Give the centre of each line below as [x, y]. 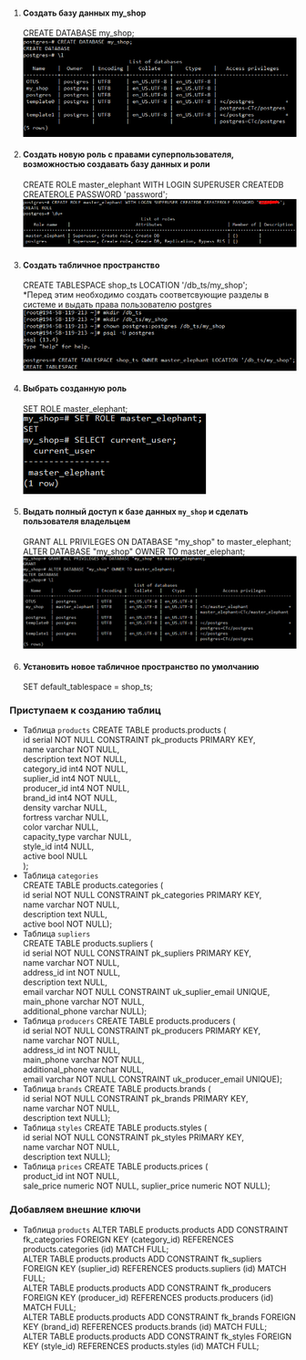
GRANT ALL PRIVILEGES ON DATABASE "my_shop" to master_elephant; [157, 542]
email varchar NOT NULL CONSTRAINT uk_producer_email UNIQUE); [152, 1079]
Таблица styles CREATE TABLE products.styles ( [115, 1128]
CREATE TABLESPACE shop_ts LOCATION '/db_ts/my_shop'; [135, 285]
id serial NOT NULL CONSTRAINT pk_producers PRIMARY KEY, [142, 1030]
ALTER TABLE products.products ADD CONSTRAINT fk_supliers [142, 1259]
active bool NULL [55, 856]
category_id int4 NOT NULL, [76, 769]
